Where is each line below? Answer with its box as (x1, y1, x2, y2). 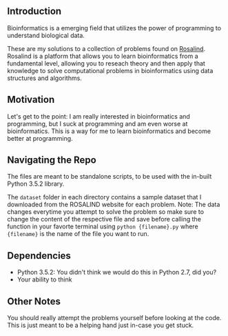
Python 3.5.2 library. (7, 179, 65, 188)
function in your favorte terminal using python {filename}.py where (7, 222, 198, 230)
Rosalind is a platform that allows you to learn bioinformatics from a (7, 52, 198, 60)
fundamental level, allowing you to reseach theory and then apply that (7, 59, 205, 68)
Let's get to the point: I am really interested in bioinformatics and (7, 112, 191, 120)
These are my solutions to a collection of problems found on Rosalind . (7, 44, 205, 52)
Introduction (7, 6, 62, 17)
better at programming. (7, 134, 74, 142)
